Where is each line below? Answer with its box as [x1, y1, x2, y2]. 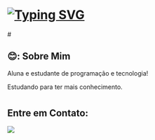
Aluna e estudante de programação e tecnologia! [7, 69, 149, 77]
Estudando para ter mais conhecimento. [7, 83, 123, 91]
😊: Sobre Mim [7, 50, 71, 62]
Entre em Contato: [7, 107, 89, 119]
